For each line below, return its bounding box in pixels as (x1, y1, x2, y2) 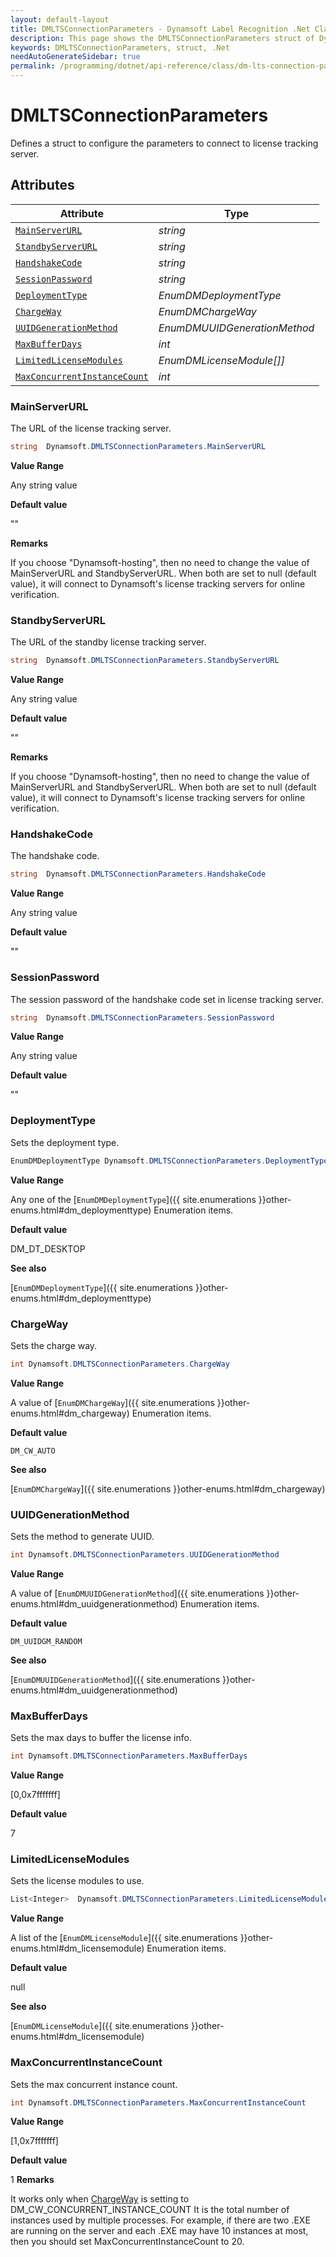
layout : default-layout (10, 14, 110, 25)
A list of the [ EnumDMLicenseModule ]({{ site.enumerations (10, 1932, 238, 1944)
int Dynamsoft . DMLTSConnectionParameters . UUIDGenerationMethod (10, 1550, 280, 1560)
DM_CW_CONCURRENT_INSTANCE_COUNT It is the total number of (10, 2204, 290, 2216)
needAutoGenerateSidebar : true (10, 52, 141, 62)
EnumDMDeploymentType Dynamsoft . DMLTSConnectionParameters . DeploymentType (10, 1156, 329, 1166)
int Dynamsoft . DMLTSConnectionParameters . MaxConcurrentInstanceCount (10, 2097, 307, 2108)
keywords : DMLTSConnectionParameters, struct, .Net (10, 42, 230, 53)
